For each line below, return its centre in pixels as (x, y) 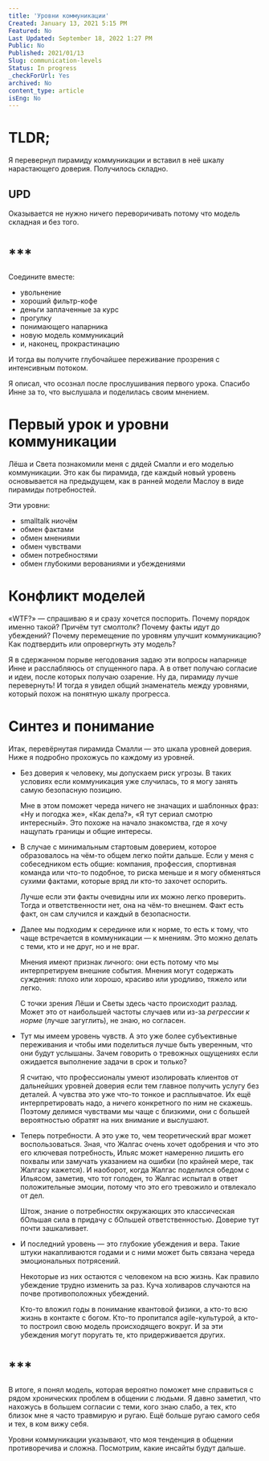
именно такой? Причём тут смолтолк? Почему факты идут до (114, 627)
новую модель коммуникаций (72, 335)
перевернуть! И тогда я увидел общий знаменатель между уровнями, (129, 685)
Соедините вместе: (41, 277)
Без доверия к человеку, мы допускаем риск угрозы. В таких (125, 773)
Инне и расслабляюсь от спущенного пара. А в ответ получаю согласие (133, 668)
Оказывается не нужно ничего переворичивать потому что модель (124, 213)
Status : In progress (43, 68)
